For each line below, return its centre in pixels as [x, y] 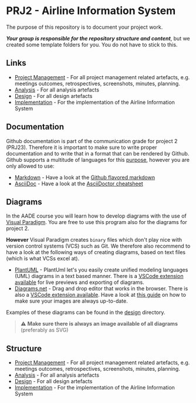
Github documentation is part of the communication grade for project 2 [92, 141]
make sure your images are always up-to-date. [71, 301]
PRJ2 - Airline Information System [91, 11]
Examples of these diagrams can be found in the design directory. [86, 313]
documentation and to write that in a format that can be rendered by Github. [98, 153]
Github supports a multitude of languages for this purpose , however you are [98, 160]
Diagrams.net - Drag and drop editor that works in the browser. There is [101, 289]
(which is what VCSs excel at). [43, 259]
